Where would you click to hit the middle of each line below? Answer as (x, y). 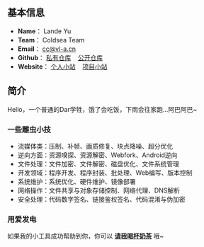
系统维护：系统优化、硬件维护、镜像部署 (76, 181)
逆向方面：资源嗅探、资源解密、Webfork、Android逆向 (97, 155)
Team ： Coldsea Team (51, 40)
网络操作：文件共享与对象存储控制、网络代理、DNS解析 (99, 190)
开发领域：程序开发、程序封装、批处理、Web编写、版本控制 (105, 173)
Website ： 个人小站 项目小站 (62, 67)
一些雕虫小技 (29, 130)
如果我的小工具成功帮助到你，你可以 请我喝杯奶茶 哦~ (86, 236)
